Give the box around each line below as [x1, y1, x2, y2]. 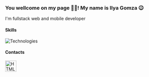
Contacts [5, 49, 25, 55]
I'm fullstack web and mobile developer [5, 16, 86, 22]
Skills [5, 27, 17, 33]
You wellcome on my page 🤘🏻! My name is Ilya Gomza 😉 [5, 4, 144, 11]
